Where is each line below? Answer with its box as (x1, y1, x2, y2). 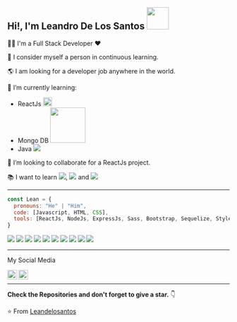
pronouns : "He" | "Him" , (13, 202, 87, 209)
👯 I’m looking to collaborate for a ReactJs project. (7, 158, 151, 167)
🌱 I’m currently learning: (7, 83, 78, 92)
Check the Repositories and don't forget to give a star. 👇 (7, 290, 176, 299)
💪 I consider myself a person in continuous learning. (7, 52, 159, 61)
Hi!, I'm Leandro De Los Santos (7, 20, 145, 32)
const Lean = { (7, 196, 52, 203)
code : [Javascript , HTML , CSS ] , (13, 209, 109, 216)
